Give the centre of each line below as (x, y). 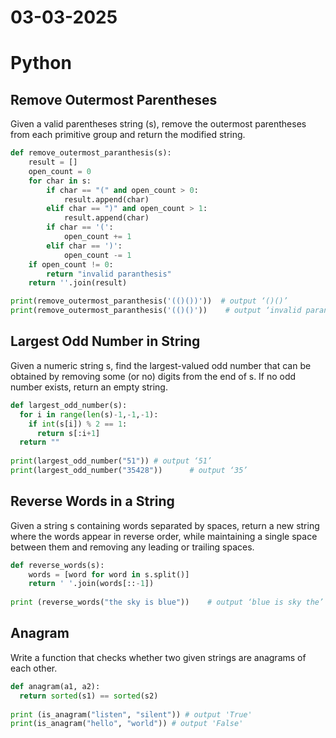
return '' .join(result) (78, 283)
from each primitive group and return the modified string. (128, 135)
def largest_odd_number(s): (69, 405)
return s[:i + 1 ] (68, 433)
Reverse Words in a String (92, 501)
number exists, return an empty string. (89, 387)
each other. (34, 668)
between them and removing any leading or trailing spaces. (132, 547)
